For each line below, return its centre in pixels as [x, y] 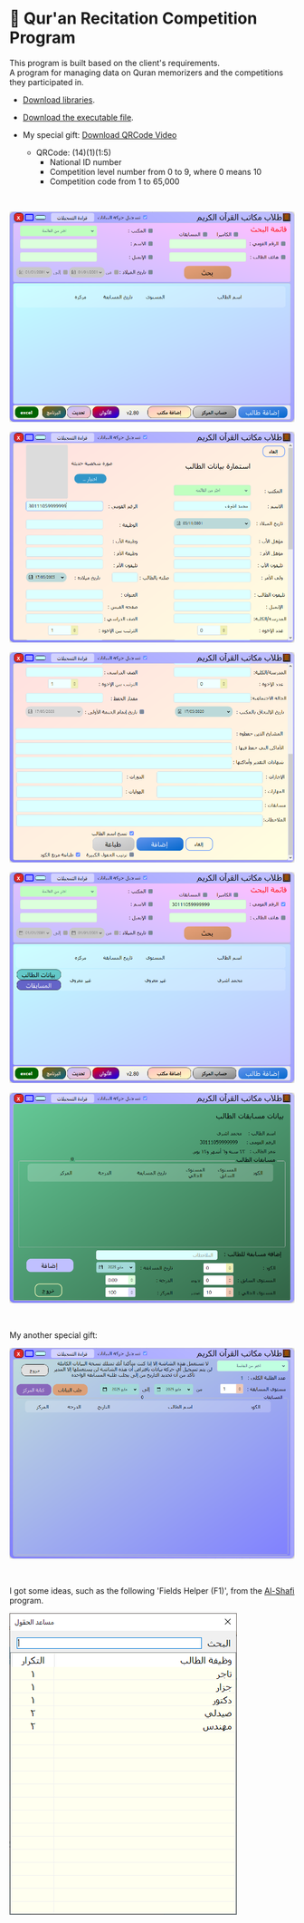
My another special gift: [53, 1335]
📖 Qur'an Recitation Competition [133, 19]
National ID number [85, 161]
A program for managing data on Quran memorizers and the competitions [146, 73]
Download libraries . [58, 100]
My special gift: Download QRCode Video [100, 134]
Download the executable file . [78, 117]
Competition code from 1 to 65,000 [114, 181]
